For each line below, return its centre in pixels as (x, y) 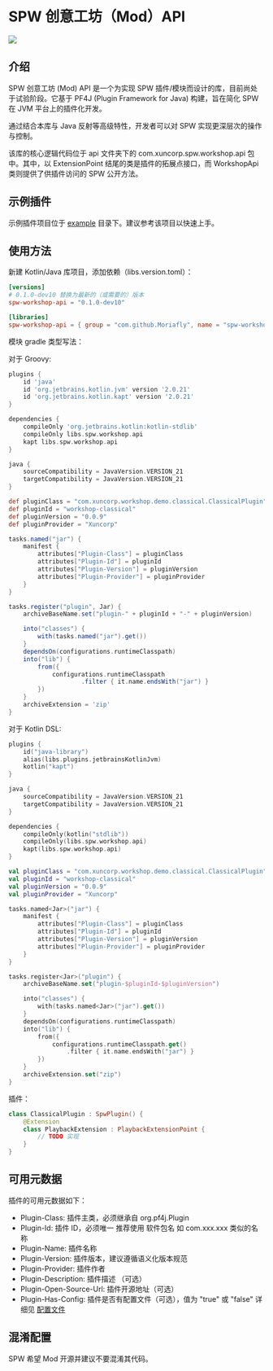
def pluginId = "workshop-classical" (72, 509)
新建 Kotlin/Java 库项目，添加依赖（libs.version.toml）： (101, 272)
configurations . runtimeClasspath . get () (119, 1044)
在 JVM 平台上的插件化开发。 (58, 108)
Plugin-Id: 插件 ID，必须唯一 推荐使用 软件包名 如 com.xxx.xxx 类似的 (136, 1228)
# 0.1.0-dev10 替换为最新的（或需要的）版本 (76, 295)
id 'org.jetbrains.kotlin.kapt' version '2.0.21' (109, 397)
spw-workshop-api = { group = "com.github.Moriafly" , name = (114, 325)
